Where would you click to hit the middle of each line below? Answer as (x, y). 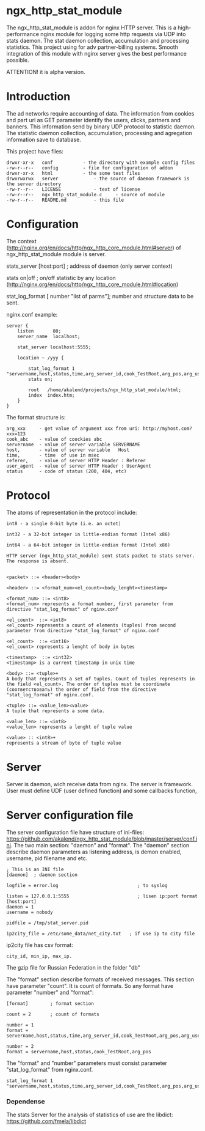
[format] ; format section (50, 1003)
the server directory (34, 184)
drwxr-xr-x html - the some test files (73, 173)
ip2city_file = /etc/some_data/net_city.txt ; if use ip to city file (101, 934)
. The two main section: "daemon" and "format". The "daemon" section (100, 845)
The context (21, 241)
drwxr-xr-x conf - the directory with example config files (101, 163)
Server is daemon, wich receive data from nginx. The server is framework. (100, 784)
